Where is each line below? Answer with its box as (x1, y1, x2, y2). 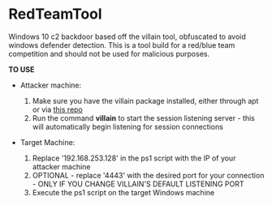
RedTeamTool (8, 5, 103, 23)
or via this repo (32, 105, 84, 114)
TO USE (8, 64, 35, 74)
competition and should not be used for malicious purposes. (8, 49, 209, 58)
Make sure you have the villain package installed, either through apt (32, 96, 259, 105)
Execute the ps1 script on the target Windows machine (32, 187, 215, 197)
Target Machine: (19, 137, 76, 147)
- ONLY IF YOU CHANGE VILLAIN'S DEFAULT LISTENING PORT (32, 179, 244, 189)
